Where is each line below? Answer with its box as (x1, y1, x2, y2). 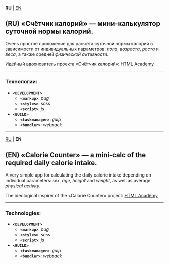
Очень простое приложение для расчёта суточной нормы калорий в (5, 40, 153, 46)
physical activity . (5, 183, 41, 189)
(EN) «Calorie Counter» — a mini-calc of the (5, 151, 146, 159)
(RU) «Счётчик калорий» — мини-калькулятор (5, 19, 161, 28)
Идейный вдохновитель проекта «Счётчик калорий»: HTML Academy (5, 61, 154, 67)
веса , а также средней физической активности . (5, 51, 109, 57)
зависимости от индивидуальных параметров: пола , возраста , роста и (5, 46, 159, 52)
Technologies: (5, 209, 41, 216)
